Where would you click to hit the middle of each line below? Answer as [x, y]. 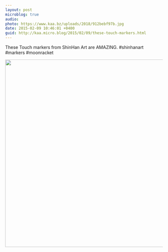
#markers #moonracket [29, 52]
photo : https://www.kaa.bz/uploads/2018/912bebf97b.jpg [64, 24]
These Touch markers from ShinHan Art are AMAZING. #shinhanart [74, 47]
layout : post [19, 10]
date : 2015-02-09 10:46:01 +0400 [40, 28]
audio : [12, 19]
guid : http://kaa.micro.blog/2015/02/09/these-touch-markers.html [76, 33]
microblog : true [22, 14]
